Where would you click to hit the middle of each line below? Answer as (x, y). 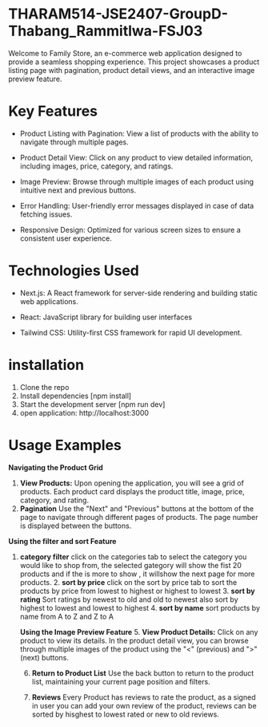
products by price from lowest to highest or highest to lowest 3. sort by (137, 591)
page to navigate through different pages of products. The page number (139, 517)
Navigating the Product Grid (56, 467)
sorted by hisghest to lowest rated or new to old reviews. (126, 714)
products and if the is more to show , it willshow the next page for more (137, 574)
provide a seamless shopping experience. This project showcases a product (134, 62)
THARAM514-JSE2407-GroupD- (118, 14)
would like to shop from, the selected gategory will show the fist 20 (131, 565)
